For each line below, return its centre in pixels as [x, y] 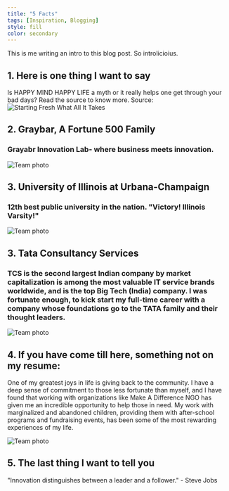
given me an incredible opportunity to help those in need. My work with [111, 404]
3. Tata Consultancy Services [73, 253]
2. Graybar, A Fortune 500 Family [81, 130]
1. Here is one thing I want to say [79, 76]
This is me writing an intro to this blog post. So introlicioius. [93, 53]
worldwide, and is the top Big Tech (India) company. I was [107, 291]
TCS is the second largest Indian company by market [99, 273]
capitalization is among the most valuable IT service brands [111, 282]
